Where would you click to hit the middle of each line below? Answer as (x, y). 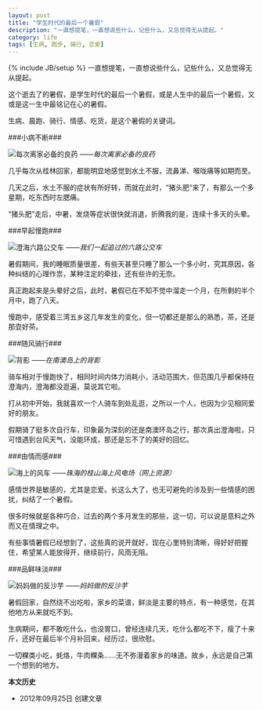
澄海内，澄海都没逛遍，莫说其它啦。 (67, 387)
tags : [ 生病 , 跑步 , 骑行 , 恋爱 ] (56, 45)
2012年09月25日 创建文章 (61, 698)
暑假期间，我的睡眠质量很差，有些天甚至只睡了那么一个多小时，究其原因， (128, 264)
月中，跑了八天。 (36, 300)
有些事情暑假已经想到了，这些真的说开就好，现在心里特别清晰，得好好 (121, 543)
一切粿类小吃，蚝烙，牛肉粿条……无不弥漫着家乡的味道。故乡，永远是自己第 (131, 655)
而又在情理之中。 (36, 526)
